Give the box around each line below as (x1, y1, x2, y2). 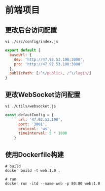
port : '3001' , (18, 122, 48, 127)
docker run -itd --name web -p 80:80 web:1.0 (5, 181, 100, 186)
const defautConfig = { (5, 112, 54, 117)
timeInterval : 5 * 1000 (18, 131, 68, 136)
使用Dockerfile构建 (5, 150, 64, 159)
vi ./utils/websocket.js (5, 103, 56, 109)
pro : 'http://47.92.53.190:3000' (14, 61, 83, 67)
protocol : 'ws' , (18, 126, 52, 131)
